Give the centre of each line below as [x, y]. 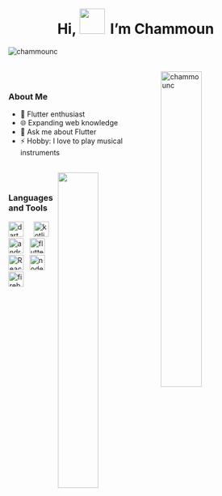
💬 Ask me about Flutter [58, 132]
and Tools [28, 208]
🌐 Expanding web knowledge [69, 123]
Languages [31, 198]
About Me [28, 96]
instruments [40, 153]
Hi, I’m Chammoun [136, 29]
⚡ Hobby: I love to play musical [71, 141]
